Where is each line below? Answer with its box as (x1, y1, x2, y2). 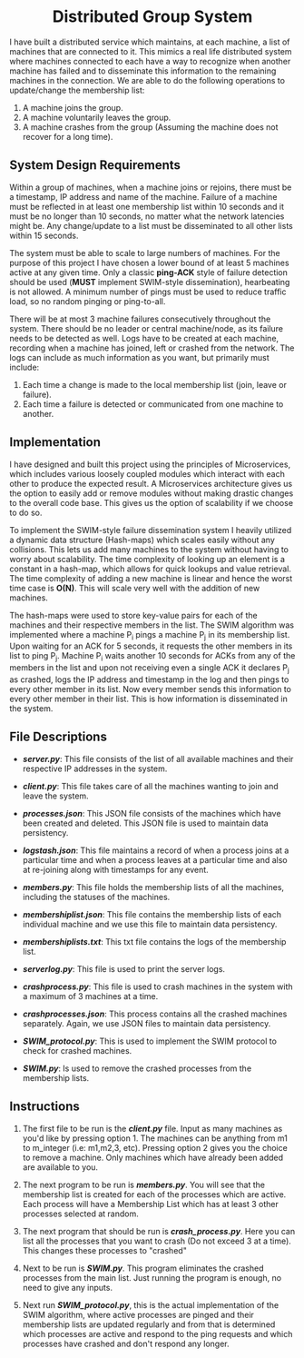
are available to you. (22, 1161, 98, 1173)
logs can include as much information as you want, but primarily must (9, 352, 270, 362)
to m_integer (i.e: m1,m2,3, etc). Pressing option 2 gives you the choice (22, 1142, 288, 1153)
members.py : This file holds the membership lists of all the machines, (22, 881, 284, 892)
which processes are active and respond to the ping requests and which (22, 1328, 293, 1339)
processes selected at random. (22, 1208, 139, 1219)
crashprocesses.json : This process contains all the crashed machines (22, 1008, 288, 1019)
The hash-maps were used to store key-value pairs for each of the (9, 610, 258, 620)
